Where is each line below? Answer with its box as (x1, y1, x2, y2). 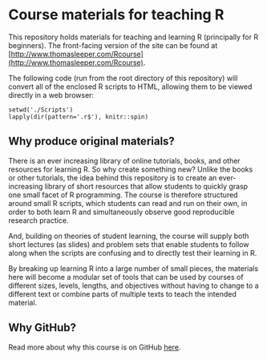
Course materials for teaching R (8, 6, 225, 24)
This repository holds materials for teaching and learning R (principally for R (8, 32, 259, 42)
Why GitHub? (8, 321, 77, 334)
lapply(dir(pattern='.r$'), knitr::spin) (8, 112, 149, 121)
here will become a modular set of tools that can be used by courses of (8, 272, 244, 281)
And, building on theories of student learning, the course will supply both (8, 231, 249, 241)
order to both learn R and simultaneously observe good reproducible (8, 207, 235, 216)
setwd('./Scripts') (8, 106, 74, 114)
